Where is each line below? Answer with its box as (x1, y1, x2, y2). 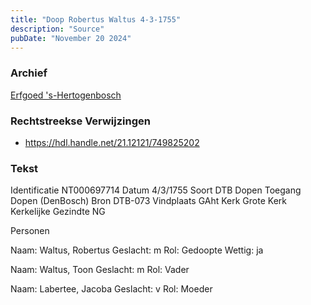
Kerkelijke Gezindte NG (10, 206, 106, 218)
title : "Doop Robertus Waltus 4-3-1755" (10, 14, 182, 25)
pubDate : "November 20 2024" (10, 33, 132, 43)
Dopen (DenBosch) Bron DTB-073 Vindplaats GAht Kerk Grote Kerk (10, 195, 287, 207)
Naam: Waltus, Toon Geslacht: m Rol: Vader (10, 264, 190, 276)
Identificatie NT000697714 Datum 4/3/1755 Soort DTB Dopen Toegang (10, 184, 302, 196)
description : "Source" (10, 24, 105, 34)
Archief (10, 66, 48, 80)
